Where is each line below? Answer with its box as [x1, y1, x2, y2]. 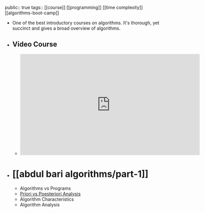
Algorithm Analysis [19, 201, 60, 207]
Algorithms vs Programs [19, 185, 71, 191]
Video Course [12, 40, 57, 49]
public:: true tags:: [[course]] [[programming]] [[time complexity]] [5, 5, 143, 10]
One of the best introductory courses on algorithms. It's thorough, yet [12, 20, 159, 26]
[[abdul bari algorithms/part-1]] [12, 168, 149, 180]
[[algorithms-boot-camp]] [5, 10, 59, 16]
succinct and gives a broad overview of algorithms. [12, 25, 121, 31]
